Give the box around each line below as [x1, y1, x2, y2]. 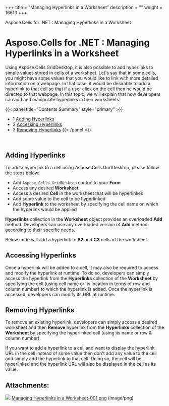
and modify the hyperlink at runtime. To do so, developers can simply [5, 269, 150, 276]
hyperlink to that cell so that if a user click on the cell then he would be [5, 86, 152, 92]
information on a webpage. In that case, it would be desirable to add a [5, 80, 151, 86]
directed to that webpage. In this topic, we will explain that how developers [5, 91, 161, 97]
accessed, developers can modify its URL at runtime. [5, 291, 115, 297]
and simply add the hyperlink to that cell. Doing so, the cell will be [5, 356, 142, 362]
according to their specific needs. [5, 227, 76, 233]
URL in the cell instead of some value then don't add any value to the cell [5, 350, 157, 357]
